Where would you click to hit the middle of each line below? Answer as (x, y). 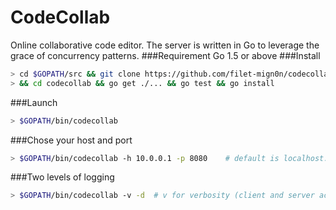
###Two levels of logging (62, 177)
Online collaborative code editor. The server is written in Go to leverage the (165, 45)
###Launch (34, 102)
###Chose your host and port (71, 140)
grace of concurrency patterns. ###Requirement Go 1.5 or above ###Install (165, 55)
